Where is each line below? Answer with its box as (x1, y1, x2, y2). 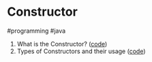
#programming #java (7, 27, 66, 35)
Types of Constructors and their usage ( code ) (16, 47, 146, 55)
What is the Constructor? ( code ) (16, 40, 108, 48)
